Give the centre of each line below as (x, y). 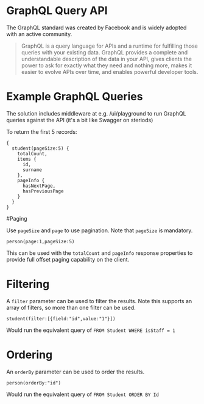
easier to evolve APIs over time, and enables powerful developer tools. (110, 72)
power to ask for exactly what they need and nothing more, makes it (107, 65)
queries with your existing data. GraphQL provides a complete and (104, 52)
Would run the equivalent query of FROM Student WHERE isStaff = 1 (91, 330)
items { (27, 159)
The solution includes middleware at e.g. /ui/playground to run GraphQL (97, 113)
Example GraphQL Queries (75, 97)
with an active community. (39, 34)
